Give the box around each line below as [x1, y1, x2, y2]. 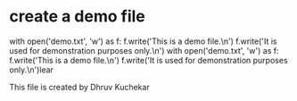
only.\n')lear [9, 64, 54, 75]
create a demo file [9, 6, 145, 27]
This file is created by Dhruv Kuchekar [9, 81, 150, 92]
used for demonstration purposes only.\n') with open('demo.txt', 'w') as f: [9, 45, 279, 55]
